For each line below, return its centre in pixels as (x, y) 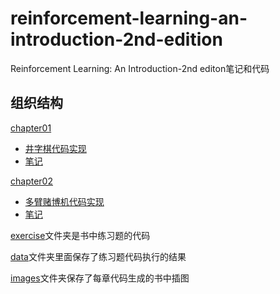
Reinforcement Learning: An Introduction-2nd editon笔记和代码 (140, 68)
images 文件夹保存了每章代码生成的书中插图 (100, 278)
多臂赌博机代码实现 (64, 201)
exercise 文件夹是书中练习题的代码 (80, 235)
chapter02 (31, 181)
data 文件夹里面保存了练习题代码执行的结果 (98, 256)
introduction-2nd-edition (116, 39)
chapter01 (31, 128)
